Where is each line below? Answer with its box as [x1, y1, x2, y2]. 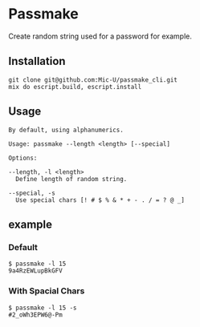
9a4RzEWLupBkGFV [8, 267, 63, 275]
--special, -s [8, 189, 56, 197]
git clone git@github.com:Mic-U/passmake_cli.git [8, 75, 178, 84]
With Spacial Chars [8, 285, 85, 297]
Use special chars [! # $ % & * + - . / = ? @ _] [15, 196, 185, 204]
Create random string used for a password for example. [8, 31, 193, 41]
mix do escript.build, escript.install [8, 83, 142, 91]
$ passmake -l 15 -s [8, 304, 78, 312]
